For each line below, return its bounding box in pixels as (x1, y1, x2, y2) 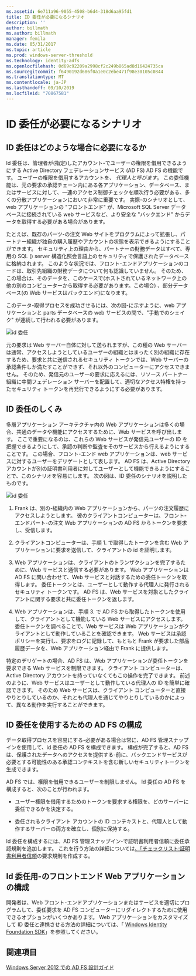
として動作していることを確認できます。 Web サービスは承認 (40, 630, 187, 637)
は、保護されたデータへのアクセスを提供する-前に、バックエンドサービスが (6, 751, 188, 758)
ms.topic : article (6, 47, 51, 53)
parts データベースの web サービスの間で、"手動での (43, 309, 170, 316)
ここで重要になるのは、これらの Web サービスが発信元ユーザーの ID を (17, 435, 188, 443)
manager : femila (6, 36, 46, 42)
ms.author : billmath (6, 31, 57, 36)
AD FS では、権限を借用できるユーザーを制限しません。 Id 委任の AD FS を (6, 778, 186, 785)
